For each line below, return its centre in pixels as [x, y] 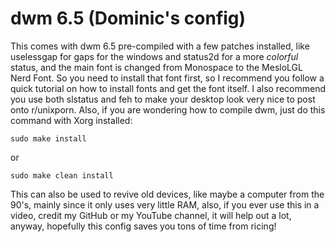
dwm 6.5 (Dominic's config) [128, 18]
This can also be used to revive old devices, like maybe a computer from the [167, 194]
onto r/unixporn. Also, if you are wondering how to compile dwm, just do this [168, 109]
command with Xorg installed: [71, 120]
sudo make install [48, 138]
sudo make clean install [62, 175]
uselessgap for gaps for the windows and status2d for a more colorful [154, 56]
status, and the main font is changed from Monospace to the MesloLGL [156, 67]
